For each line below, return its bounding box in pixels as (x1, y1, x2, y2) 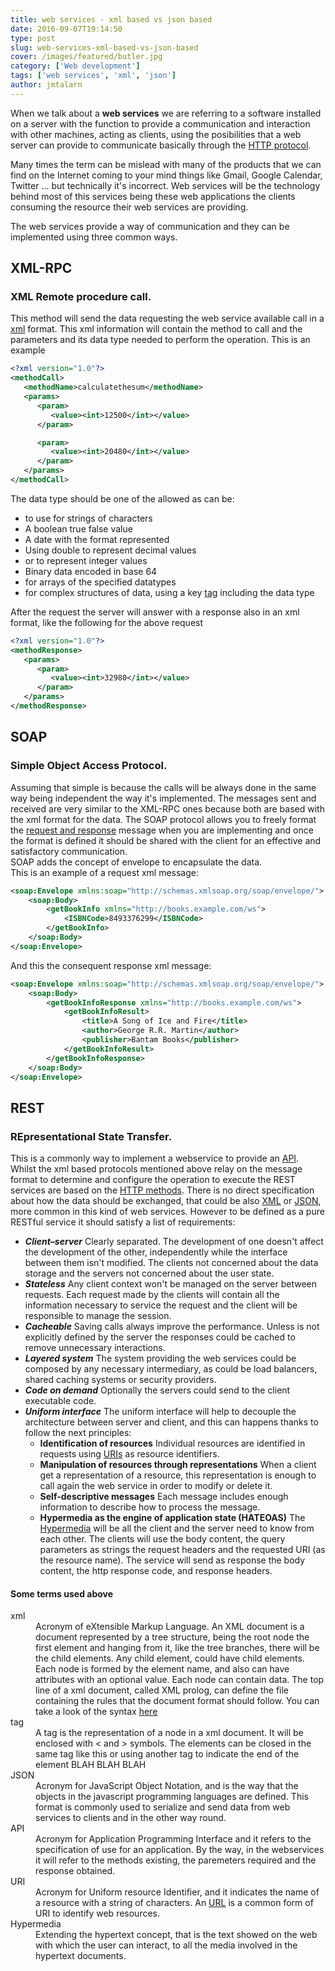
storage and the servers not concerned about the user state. (24, 1267, 275, 1280)
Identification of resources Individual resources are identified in (39, 1437, 306, 1450)
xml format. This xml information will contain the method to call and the (10, 323, 303, 335)
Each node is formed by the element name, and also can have (35, 1663, 290, 1675)
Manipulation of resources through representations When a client (39, 1459, 317, 1471)
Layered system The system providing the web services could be (24, 1352, 297, 1365)
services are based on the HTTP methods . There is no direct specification (10, 1184, 315, 1196)
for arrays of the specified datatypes (24, 576, 177, 588)
